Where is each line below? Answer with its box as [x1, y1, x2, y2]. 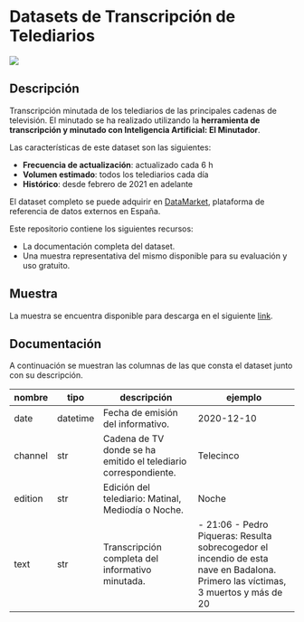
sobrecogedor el [197, 541, 269, 553]
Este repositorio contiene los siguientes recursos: [9, 223, 194, 234]
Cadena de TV [102, 432, 165, 445]
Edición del [102, 481, 151, 494]
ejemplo [225, 391, 262, 404]
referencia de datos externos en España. [9, 205, 161, 216]
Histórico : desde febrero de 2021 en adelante [22, 178, 194, 189]
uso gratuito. [22, 259, 71, 270]
